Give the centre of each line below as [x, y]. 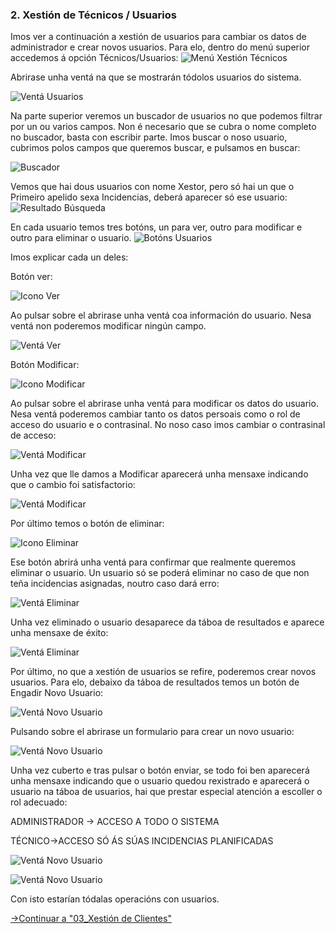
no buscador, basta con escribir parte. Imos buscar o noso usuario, [149, 137]
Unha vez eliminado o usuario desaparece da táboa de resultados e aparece [167, 622]
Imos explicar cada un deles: [69, 257]
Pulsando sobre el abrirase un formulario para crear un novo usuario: [152, 732]
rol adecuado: [39, 802]
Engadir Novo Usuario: [57, 693]
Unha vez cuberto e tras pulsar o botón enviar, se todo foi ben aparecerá [160, 770]
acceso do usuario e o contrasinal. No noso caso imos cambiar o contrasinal [168, 425]
